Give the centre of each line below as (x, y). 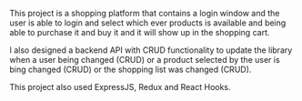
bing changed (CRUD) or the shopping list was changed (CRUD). (131, 69)
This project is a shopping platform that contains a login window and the (145, 13)
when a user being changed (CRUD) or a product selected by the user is (145, 60)
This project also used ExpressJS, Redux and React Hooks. (120, 87)
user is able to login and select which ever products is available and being (148, 23)
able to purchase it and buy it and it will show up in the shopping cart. (140, 32)
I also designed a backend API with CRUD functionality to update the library (151, 50)
